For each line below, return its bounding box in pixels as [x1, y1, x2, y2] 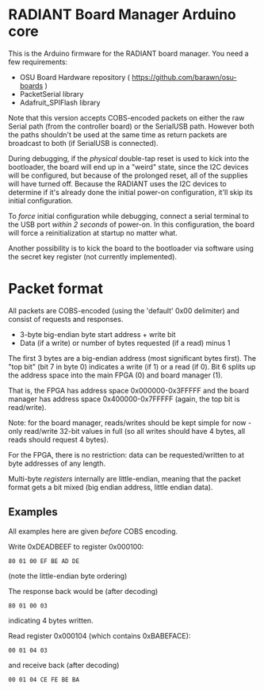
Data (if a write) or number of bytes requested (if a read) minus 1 [19, 338, 231, 347]
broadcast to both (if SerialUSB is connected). [8, 138, 159, 148]
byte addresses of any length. [8, 458, 105, 468]
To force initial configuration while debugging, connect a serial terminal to [8, 211, 250, 220]
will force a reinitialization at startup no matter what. [8, 228, 178, 237]
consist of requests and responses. [8, 314, 124, 324]
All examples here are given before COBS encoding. [8, 526, 178, 536]
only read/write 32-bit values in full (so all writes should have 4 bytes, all [8, 426, 246, 435]
